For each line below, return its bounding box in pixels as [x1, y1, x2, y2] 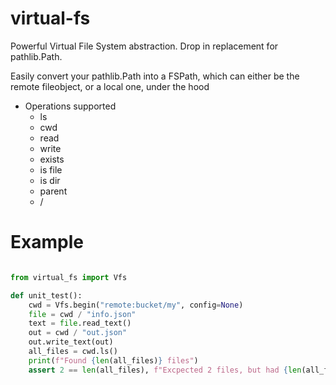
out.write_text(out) [28, 337, 114, 347]
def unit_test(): [10, 290, 83, 301]
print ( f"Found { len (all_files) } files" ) [28, 355, 199, 366]
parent [39, 185, 68, 197]
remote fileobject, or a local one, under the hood [10, 80, 210, 92]
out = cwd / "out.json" [28, 328, 128, 338]
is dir [39, 174, 61, 186]
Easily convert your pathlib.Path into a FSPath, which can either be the [10, 70, 300, 82]
